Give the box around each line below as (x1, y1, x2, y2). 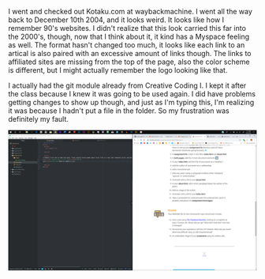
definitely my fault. (8, 115, 69, 123)
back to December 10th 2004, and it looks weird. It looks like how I (8, 15, 225, 25)
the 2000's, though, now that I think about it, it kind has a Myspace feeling (8, 32, 250, 41)
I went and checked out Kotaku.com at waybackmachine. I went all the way (8, 7, 252, 16)
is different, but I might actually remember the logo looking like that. (8, 66, 228, 74)
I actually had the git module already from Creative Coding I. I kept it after (8, 81, 247, 90)
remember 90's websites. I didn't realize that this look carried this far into (8, 24, 247, 32)
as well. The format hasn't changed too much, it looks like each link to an (8, 40, 245, 50)
